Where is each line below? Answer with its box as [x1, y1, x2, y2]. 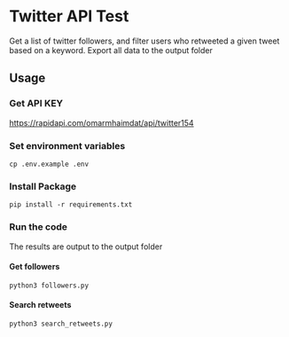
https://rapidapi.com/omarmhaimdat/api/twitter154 [9, 117, 194, 128]
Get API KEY [9, 98, 64, 110]
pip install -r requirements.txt [9, 200, 133, 209]
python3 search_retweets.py [9, 319, 113, 328]
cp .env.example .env [9, 160, 90, 168]
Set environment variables [9, 139, 126, 152]
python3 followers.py [9, 281, 90, 290]
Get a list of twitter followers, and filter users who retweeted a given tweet [9, 35, 280, 46]
